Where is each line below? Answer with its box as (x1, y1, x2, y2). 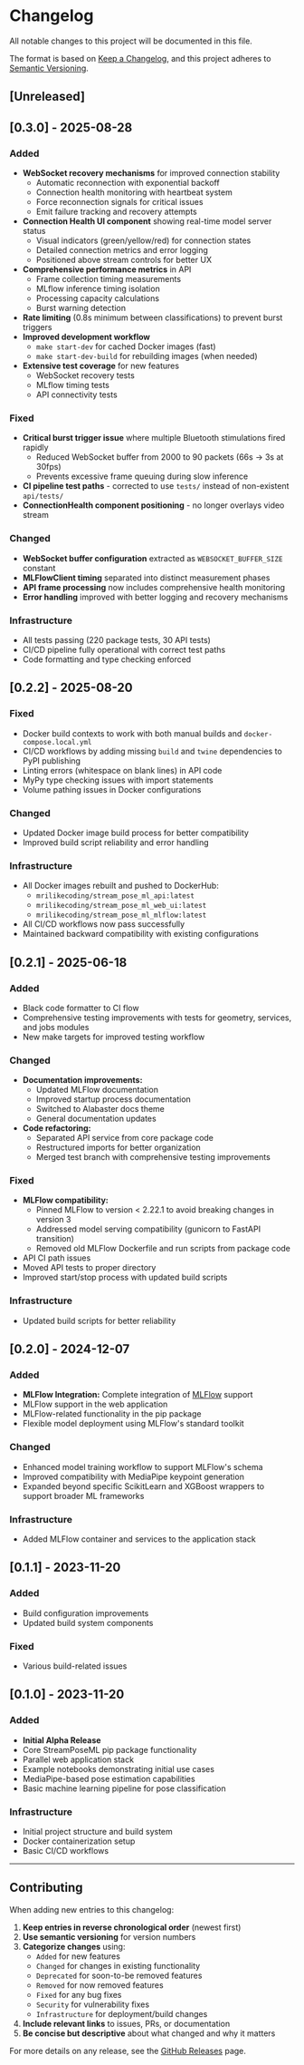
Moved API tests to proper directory (22, 1262, 157, 1273)
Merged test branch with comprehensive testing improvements (35, 1152, 271, 1163)
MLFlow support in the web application (22, 1398, 168, 1410)
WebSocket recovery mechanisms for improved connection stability (22, 168, 280, 179)
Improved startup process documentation (35, 1094, 192, 1105)
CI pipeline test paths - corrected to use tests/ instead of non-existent (22, 481, 290, 492)
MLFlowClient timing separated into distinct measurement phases (22, 572, 271, 583)
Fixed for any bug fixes (35, 1989, 122, 2000)
